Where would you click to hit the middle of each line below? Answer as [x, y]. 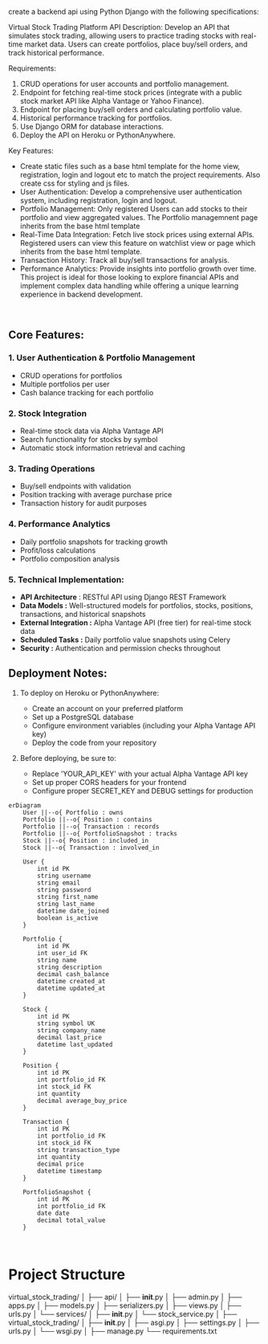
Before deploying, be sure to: [68, 758]
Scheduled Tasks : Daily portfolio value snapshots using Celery [125, 639]
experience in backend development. [81, 294]
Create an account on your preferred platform [107, 708]
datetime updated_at [71, 988]
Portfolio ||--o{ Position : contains [87, 819]
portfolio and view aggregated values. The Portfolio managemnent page [139, 217]
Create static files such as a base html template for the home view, [130, 166]
